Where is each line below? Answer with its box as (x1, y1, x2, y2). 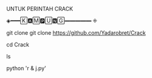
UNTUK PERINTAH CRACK (6, 5, 73, 12)
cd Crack (6, 41, 29, 48)
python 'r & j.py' (6, 65, 46, 72)
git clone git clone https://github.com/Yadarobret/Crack (6, 29, 146, 36)
